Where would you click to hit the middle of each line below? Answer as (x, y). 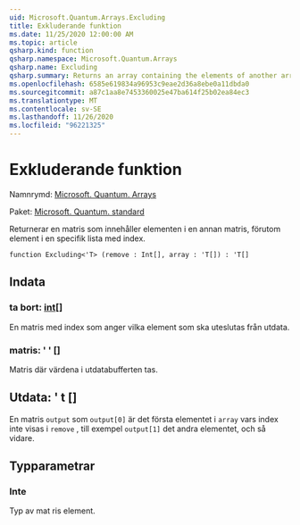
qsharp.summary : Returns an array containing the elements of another (143, 76)
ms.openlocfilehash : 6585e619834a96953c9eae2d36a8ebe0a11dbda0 (129, 84)
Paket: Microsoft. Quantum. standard (77, 212)
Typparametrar (52, 467)
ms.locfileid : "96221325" (57, 126)
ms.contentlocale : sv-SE (55, 109)
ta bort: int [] (36, 307)
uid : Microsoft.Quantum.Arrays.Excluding (87, 17)
